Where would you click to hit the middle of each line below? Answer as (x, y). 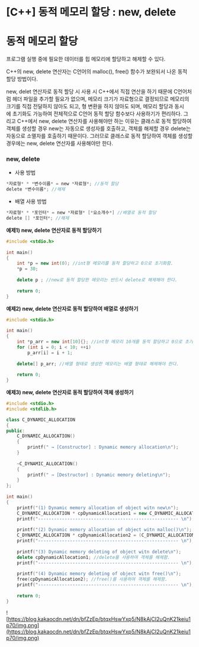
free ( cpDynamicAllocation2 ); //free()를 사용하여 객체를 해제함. (92, 580)
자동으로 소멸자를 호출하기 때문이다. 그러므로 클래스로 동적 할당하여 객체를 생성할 (99, 136)
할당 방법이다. (22, 79)
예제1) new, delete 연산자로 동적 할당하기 (54, 230)
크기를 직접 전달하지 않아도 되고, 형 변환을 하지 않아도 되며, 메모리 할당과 (90, 107)
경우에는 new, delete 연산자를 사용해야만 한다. (60, 143)
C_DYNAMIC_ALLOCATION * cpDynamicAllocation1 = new (82, 513)
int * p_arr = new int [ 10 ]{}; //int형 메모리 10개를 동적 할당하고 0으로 (99, 342)
